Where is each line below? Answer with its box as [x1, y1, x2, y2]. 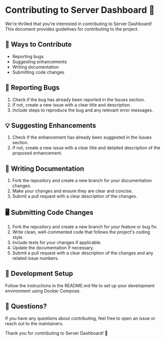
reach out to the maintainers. [5, 320, 64, 326]
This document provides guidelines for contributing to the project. [5, 26, 139, 32]
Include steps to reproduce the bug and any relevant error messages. [12, 107, 154, 113]
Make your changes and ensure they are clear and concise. [12, 188, 133, 194]
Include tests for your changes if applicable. [12, 239, 102, 245]
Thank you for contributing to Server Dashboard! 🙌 [5, 330, 108, 336]
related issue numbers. [12, 255, 59, 261]
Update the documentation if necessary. [12, 245, 95, 251]
